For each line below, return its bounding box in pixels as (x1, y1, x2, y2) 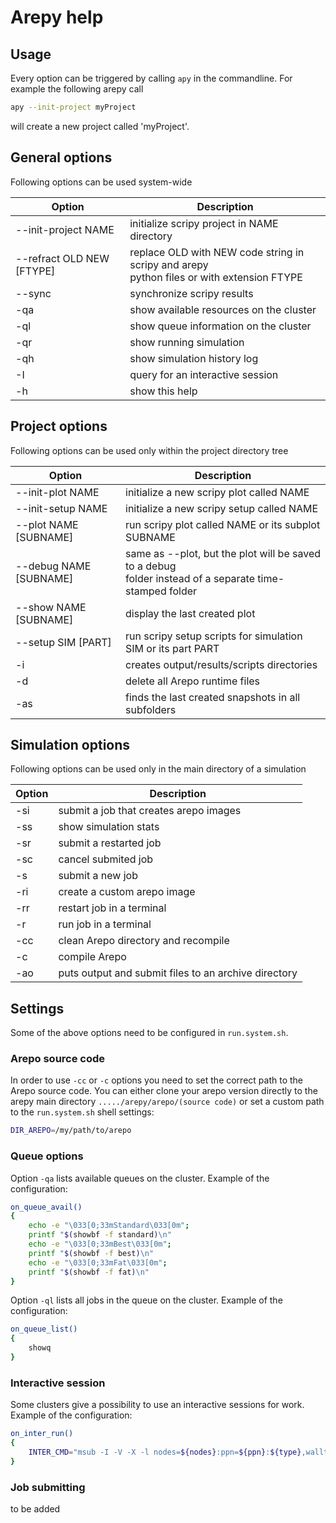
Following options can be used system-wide (10, 176, 193, 188)
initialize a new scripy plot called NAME (125, 485, 310, 499)
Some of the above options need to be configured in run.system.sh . (10, 1027, 289, 1039)
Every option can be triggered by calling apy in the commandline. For (10, 72, 293, 84)
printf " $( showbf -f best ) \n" (28, 1248, 155, 1258)
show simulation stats (58, 820, 160, 834)
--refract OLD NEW (15, 251, 110, 265)
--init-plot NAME (15, 485, 100, 499)
